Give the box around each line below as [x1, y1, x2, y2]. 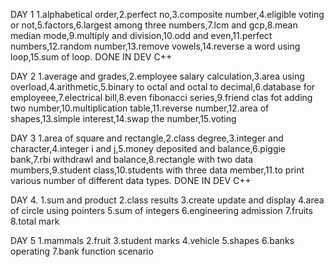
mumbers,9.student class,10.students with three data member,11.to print [10, 164, 305, 176]
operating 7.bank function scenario [10, 245, 154, 257]
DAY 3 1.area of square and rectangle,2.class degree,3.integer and [10, 132, 284, 144]
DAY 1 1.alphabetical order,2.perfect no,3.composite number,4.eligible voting [10, 9, 325, 20]
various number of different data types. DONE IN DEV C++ [10, 175, 252, 186]
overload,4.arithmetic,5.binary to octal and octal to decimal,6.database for [10, 81, 316, 93]
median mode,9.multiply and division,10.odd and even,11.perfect [10, 30, 273, 41]
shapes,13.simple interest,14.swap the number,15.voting [10, 113, 237, 124]
